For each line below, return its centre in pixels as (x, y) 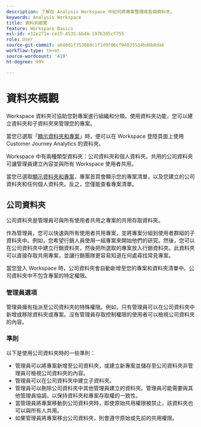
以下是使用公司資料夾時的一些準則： (51, 353)
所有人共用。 (47, 410)
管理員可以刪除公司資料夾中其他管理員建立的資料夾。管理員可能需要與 (101, 388)
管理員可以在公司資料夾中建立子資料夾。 (65, 380)
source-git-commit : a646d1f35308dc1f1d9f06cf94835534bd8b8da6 (85, 45)
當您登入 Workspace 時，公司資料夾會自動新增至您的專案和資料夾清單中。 (98, 268)
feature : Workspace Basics (40, 28)
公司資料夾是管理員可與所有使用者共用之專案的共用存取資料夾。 (85, 220)
